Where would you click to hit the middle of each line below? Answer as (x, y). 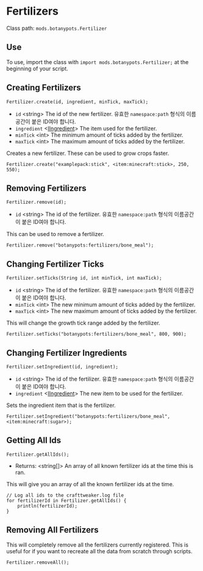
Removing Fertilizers (46, 188)
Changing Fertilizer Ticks (55, 264)
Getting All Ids (34, 440)
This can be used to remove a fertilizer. (55, 234)
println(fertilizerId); (48, 506)
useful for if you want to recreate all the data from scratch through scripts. (99, 551)
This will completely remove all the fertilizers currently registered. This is (98, 545)
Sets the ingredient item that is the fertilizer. (61, 405)
